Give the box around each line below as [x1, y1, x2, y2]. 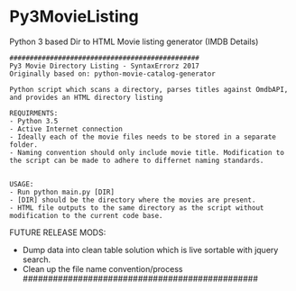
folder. [9, 140, 39, 150]
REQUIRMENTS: [9, 108, 59, 118]
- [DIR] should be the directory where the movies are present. [9, 196, 256, 205]
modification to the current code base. [9, 211, 164, 220]
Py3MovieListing [9, 6, 139, 27]
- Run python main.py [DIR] [9, 187, 116, 196]
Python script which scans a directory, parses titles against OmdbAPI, [9, 85, 289, 94]
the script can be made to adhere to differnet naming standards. [9, 156, 264, 165]
